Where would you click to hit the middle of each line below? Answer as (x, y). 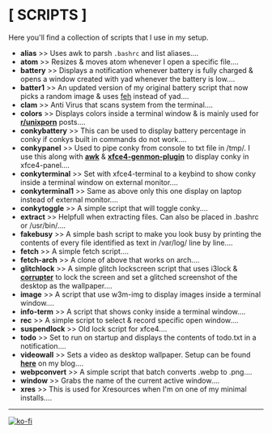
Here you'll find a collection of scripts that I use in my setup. (108, 37)
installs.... (36, 397)
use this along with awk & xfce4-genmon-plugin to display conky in (134, 156)
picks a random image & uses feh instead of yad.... (104, 96)
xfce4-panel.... (45, 165)
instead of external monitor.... (69, 199)
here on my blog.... (52, 363)
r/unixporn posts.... (53, 122)
